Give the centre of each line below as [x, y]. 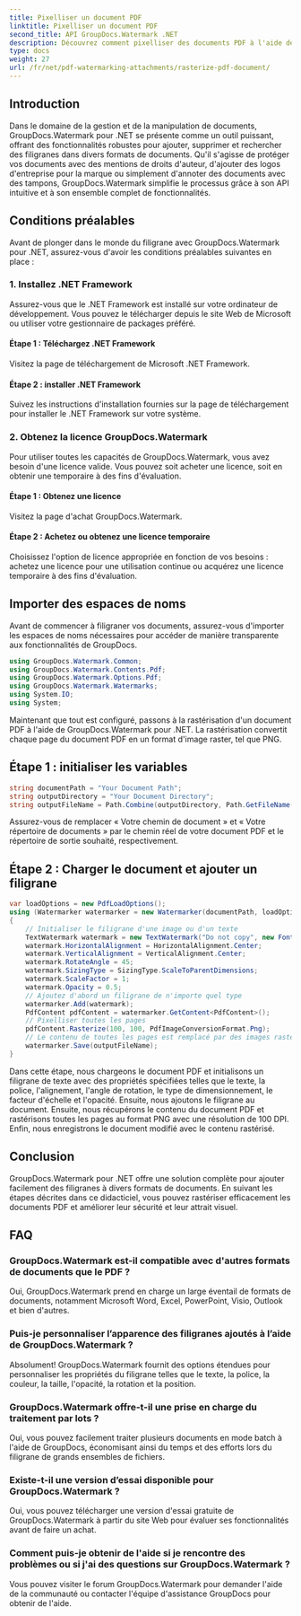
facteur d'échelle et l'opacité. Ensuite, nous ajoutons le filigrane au [132, 1100]
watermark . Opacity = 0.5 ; [74, 987]
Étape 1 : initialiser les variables [99, 767]
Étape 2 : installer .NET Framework [75, 384]
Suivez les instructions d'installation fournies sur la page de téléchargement [149, 404]
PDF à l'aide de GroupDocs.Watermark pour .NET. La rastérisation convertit [148, 729]
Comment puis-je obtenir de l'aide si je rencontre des [128, 1553]
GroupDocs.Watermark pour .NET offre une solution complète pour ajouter [147, 1178]
